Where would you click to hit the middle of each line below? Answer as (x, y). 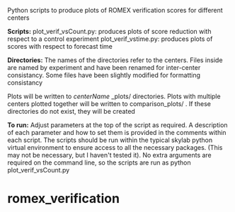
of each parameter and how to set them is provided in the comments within (117, 132)
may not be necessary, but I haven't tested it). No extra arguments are (110, 155)
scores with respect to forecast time (60, 46)
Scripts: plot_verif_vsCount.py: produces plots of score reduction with (109, 31)
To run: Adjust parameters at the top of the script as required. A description (117, 125)
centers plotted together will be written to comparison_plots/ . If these (109, 104)
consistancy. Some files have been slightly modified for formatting (104, 75)
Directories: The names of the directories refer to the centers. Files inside (115, 60)
